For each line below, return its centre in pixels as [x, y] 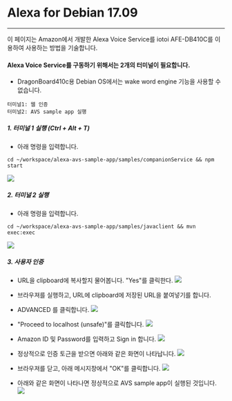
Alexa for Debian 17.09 [72, 13]
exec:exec [21, 233]
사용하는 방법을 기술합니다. [61, 48]
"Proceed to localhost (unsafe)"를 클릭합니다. [80, 324]
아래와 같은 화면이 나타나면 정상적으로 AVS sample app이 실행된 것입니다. [117, 383]
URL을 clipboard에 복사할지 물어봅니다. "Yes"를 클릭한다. [95, 280]
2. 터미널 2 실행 [28, 195]
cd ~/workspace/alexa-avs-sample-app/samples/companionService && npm [111, 160]
